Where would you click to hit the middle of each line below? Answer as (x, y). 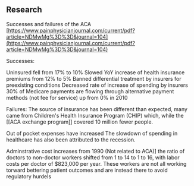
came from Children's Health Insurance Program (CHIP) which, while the (95, 115)
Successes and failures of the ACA (49, 24)
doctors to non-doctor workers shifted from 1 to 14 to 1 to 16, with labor (93, 157)
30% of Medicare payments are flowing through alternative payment (90, 91)
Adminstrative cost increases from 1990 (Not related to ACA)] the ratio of (96, 151)
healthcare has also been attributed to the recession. (71, 140)
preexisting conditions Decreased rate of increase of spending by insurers (97, 85)
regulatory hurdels (29, 176)
